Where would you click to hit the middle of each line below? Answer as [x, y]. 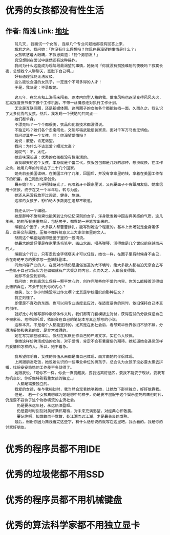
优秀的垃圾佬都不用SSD [55, 475]
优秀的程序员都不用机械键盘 [64, 500]
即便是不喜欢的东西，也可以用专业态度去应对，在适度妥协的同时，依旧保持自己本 [87, 303]
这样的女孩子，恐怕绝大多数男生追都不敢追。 [55, 201]
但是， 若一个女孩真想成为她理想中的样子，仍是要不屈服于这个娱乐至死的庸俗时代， [90, 395]
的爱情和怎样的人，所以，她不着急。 [38, 347]
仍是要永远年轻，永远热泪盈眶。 [45, 405]
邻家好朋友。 [17, 427]
